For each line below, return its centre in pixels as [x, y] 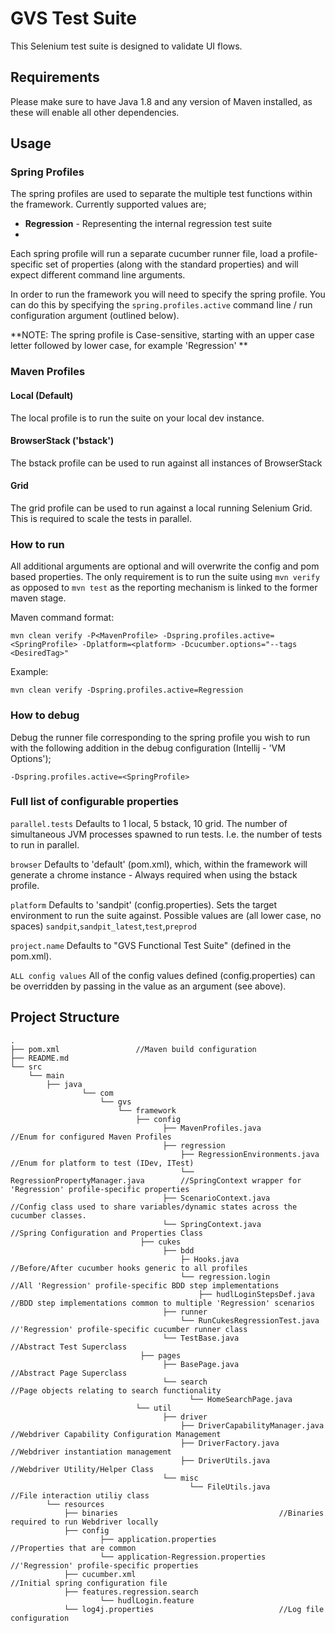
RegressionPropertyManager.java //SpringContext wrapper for [156, 1180]
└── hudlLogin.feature [147, 1600]
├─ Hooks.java [210, 1259]
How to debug [45, 715]
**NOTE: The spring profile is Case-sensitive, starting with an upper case [162, 335]
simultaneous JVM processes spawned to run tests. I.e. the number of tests [166, 834]
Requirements [55, 77]
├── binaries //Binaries [194, 1513]
